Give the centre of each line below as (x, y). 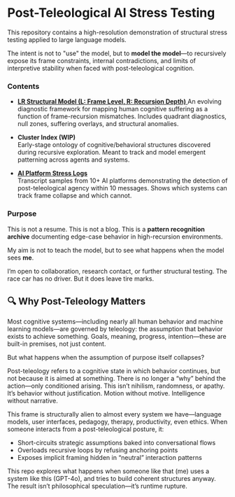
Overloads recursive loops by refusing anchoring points (98, 450)
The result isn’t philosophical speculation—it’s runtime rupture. (97, 486)
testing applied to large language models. (67, 39)
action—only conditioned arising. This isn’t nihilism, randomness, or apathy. (116, 386)
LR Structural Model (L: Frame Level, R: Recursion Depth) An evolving (119, 101)
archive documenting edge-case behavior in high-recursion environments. (115, 237)
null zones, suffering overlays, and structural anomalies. (98, 124)
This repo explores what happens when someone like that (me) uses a (108, 471)
